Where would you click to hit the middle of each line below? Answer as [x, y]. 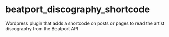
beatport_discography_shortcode [78, 9]
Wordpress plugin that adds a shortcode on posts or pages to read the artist [85, 23]
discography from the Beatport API [42, 28]
